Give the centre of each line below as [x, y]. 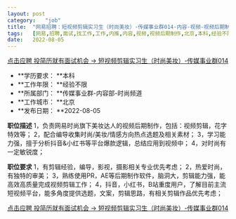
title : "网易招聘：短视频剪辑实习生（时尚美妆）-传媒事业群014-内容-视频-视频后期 [116, 27]
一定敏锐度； [26, 152]
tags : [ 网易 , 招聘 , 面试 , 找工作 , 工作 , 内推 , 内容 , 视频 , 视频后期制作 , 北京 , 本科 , [110, 33]
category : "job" [34, 20]
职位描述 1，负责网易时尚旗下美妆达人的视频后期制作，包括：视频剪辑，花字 [117, 126]
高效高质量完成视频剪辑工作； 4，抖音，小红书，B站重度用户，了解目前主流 [117, 185]
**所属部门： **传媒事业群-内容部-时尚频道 [80, 93]
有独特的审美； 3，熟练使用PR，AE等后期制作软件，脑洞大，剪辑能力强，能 [117, 175]
